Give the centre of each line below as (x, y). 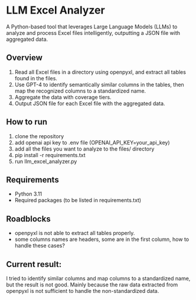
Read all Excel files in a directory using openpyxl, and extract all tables (100, 72)
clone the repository (39, 136)
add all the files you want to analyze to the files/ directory (84, 149)
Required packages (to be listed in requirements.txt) (78, 200)
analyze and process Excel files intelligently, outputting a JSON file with (93, 32)
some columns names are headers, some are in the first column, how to (102, 239)
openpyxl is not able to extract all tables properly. (75, 233)
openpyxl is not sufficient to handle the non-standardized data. (83, 291)
